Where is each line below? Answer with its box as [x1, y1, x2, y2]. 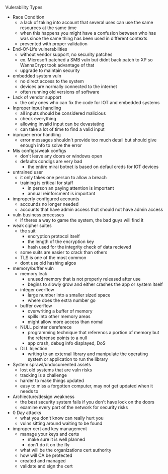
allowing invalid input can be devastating [20, 121, 105, 127]
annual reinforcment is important [27, 191, 96, 196]
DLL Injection [20, 346, 48, 351]
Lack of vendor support [12, 94, 62, 100]
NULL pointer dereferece [20, 324, 72, 330]
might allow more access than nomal [27, 319, 104, 325]
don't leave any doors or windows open [20, 153, 102, 159]
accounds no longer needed [20, 201, 79, 207]
